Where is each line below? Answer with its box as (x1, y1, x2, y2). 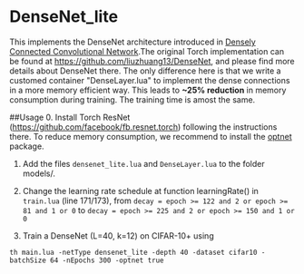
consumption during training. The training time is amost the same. (9, 93, 256, 105)
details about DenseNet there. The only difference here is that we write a (9, 65, 281, 76)
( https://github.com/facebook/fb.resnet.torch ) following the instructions (9, 121, 278, 132)
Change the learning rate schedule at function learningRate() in (22, 185, 259, 196)
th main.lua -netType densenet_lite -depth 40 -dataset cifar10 (9, 248, 258, 257)
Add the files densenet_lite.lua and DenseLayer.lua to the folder (22, 158, 265, 169)
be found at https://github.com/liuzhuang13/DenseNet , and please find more (9, 55, 295, 66)
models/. (22, 168, 56, 179)
